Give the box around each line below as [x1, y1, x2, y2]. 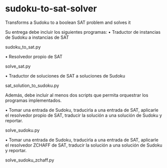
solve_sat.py [5, 63, 31, 69]
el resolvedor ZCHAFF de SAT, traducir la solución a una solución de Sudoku [5, 142, 163, 148]
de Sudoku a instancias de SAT [5, 34, 69, 40]
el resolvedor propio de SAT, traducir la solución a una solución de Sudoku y [5, 112, 162, 118]
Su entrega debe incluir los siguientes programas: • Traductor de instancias [5, 29, 161, 35]
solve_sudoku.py [5, 127, 40, 133]
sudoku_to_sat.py [5, 44, 41, 50]
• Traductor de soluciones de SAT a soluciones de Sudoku [5, 73, 126, 79]
